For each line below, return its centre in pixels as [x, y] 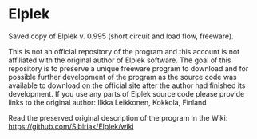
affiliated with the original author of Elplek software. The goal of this [120, 60]
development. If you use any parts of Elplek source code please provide [127, 93]
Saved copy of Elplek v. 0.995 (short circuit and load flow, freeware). [121, 36]
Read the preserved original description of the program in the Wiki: [118, 117]
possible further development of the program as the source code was [123, 77]
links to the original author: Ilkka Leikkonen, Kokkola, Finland [107, 102]
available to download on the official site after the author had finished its [127, 85]
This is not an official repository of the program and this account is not [124, 51]
